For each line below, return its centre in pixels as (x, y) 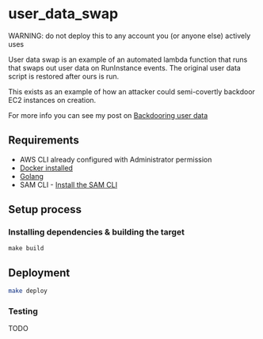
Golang (31, 176)
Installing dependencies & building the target (96, 232)
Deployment (39, 273)
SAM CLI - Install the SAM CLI (68, 185)
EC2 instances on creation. (52, 100)
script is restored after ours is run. (64, 76)
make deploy (28, 291)
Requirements (44, 141)
